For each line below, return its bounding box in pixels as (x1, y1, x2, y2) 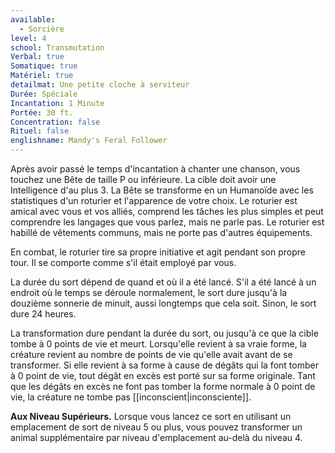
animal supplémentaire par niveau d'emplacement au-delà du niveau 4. (10, 432, 303, 443)
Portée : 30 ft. (10, 107, 74, 118)
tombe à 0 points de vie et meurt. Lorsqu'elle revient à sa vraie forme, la (10, 338, 307, 350)
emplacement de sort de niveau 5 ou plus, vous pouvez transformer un (10, 421, 303, 433)
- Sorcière (19, 24, 65, 34)
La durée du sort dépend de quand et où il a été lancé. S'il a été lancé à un (10, 276, 317, 288)
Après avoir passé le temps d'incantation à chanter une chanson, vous (10, 163, 301, 175)
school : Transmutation (10, 42, 105, 53)
